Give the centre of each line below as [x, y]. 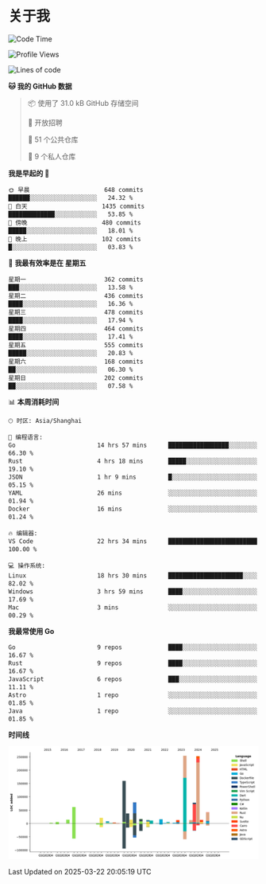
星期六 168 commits [76, 362]
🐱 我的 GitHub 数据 [40, 86]
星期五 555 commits [76, 345]
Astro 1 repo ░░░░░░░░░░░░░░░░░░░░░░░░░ [133, 695]
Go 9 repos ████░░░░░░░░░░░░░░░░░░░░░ [133, 647]
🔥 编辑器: [23, 533]
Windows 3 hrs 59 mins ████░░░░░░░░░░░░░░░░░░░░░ [133, 591]
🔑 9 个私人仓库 [52, 156]
